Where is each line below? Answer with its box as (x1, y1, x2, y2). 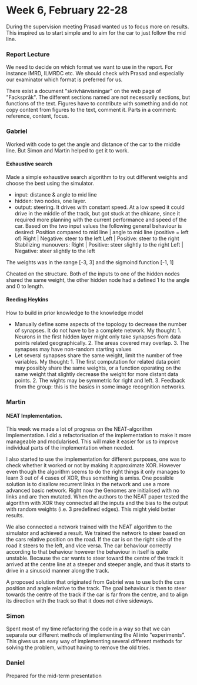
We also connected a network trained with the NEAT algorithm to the (6, 523, 172, 530)
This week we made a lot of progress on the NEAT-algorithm (6, 425, 152, 433)
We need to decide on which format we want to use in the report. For (6, 64, 173, 71)
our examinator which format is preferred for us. (6, 76, 123, 83)
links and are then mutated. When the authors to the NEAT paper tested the (6, 493, 189, 500)
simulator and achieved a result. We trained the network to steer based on (6, 530, 186, 537)
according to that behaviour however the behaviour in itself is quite (6, 548, 169, 556)
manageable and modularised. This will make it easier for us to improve (6, 438, 179, 445)
